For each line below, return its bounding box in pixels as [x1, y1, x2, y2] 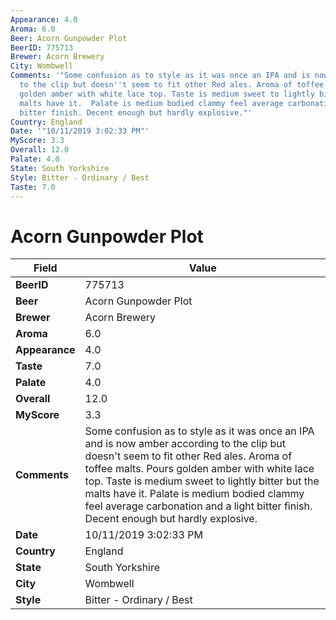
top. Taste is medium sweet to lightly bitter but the [84, 474, 320, 488]
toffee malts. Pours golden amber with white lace [84, 462, 315, 476]
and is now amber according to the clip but [84, 437, 286, 451]
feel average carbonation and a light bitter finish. [84, 499, 313, 513]
